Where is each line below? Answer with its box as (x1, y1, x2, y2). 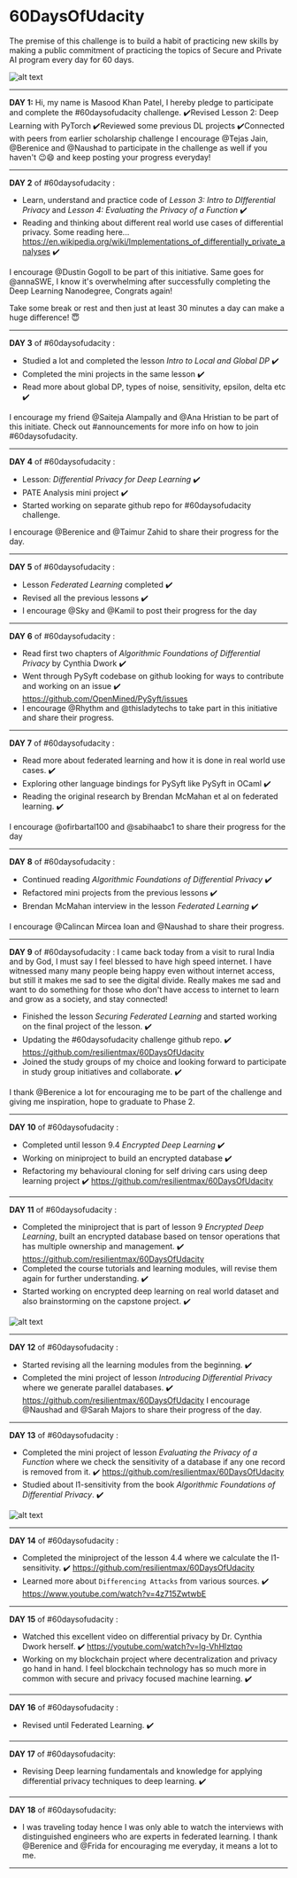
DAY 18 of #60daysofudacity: (9, 1804, 117, 1815)
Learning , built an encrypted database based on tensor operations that (21, 1231, 280, 1241)
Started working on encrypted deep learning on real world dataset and (21, 1286, 279, 1296)
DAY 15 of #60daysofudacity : (9, 1614, 118, 1624)
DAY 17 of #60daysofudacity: (9, 1749, 117, 1759)
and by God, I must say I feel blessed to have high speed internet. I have (9, 956, 272, 966)
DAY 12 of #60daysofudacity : (9, 1342, 118, 1352)
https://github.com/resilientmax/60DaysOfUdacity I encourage (21, 1395, 250, 1405)
